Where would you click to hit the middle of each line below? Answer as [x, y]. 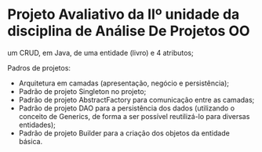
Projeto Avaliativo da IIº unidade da [124, 14]
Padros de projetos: [39, 67]
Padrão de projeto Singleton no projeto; [82, 91]
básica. [31, 141]
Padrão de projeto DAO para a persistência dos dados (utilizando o [127, 108]
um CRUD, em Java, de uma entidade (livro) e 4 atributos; [100, 52]
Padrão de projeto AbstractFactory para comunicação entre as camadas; [136, 100]
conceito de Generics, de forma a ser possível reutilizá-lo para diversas [134, 116]
